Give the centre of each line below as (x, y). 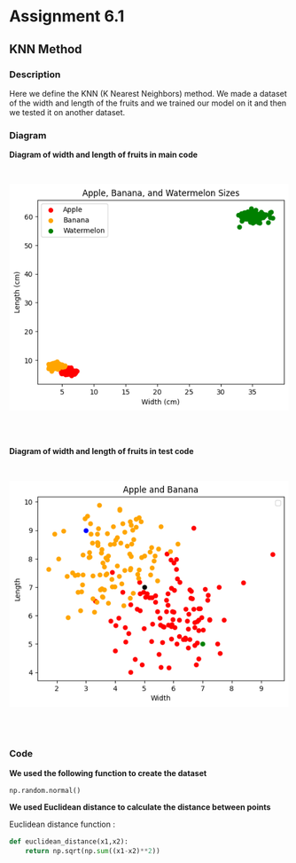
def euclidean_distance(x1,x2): (69, 842)
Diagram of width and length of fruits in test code (101, 451)
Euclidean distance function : (62, 824)
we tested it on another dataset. (67, 112)
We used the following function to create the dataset (108, 773)
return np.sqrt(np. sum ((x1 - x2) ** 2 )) (93, 851)
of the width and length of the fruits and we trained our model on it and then (148, 103)
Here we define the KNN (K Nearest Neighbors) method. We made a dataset (148, 93)
